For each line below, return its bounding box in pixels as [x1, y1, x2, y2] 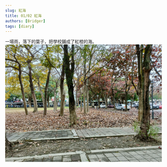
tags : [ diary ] [5, 24, 35, 29]
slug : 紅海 [5, 8, 26, 13]
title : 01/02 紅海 [5, 13, 42, 18]
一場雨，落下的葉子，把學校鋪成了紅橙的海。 [5, 39, 97, 45]
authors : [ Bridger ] [5, 18, 46, 23]
